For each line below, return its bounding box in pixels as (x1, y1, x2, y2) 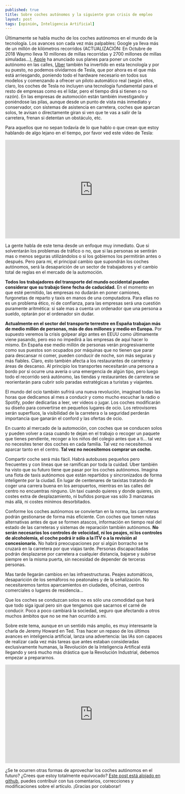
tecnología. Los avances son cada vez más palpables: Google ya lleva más (5, 41, 159, 47)
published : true (5, 7, 39, 13)
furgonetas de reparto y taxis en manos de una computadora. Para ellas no (5, 295, 160, 301)
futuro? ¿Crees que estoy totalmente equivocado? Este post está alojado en (5, 772, 161, 779)
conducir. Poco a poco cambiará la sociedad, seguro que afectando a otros (5, 608, 160, 614)
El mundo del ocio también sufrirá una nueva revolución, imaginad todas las (5, 389, 161, 395)
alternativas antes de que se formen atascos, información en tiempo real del (5, 519, 162, 525)
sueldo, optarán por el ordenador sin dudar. (5, 311, 95, 317)
